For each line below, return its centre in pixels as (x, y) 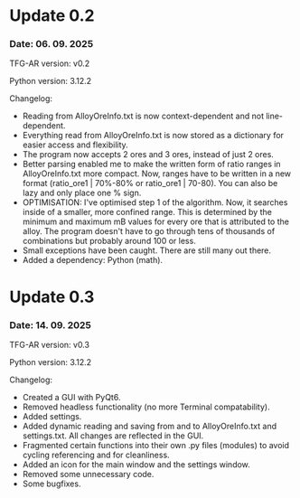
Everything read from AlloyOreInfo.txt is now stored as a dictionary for (153, 136)
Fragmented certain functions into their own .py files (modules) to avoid (156, 445)
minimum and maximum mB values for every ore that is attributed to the (155, 221)
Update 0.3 (52, 297)
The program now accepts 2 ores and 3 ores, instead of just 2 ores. (148, 155)
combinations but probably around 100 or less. (109, 241)
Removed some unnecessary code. (88, 474)
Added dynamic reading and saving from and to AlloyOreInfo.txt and (150, 426)
